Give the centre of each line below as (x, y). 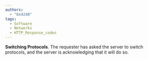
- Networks (21, 28)
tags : (11, 19)
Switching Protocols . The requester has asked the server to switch (74, 47)
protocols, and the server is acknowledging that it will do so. (67, 52)
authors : (14, 10)
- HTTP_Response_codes (33, 33)
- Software (21, 24)
